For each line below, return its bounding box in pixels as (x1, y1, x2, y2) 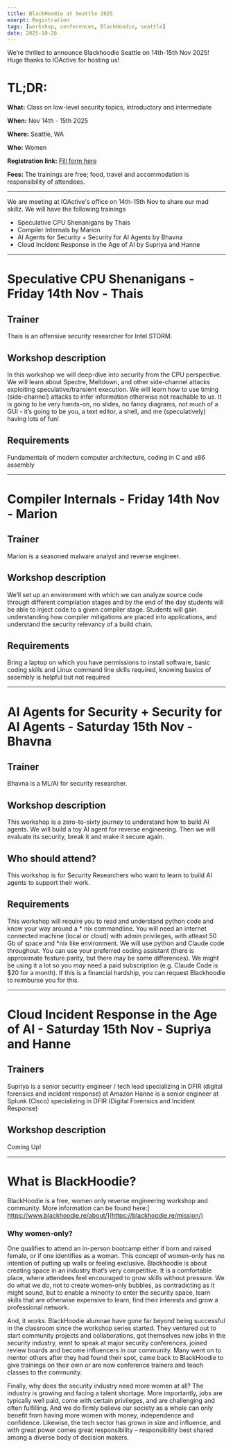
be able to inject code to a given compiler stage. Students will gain (7, 605, 197, 614)
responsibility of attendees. (7, 178, 85, 186)
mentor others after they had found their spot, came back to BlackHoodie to (7, 1353, 224, 1361)
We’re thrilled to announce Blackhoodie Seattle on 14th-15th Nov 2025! (7, 49, 209, 57)
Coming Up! (7, 1142, 42, 1151)
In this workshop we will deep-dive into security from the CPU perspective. (7, 370, 222, 379)
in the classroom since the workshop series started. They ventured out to (7, 1324, 217, 1332)
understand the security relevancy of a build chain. (7, 620, 153, 628)
